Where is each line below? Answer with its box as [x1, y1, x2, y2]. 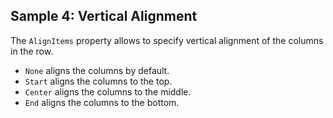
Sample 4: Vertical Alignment [10, 8, 198, 25]
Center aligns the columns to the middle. [24, 85, 192, 98]
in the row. [10, 45, 54, 57]
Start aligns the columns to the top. [24, 75, 173, 87]
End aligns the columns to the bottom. [24, 96, 180, 108]
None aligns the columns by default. [24, 64, 170, 76]
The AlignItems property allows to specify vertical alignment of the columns [10, 34, 324, 46]
